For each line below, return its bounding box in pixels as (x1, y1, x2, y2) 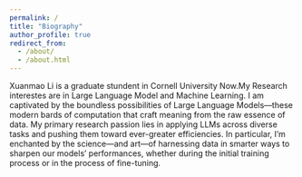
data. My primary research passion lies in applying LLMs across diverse (9, 119, 278, 130)
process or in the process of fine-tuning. (9, 158, 161, 168)
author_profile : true (9, 30, 92, 39)
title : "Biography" (9, 22, 83, 31)
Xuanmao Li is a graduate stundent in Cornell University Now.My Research (9, 81, 288, 91)
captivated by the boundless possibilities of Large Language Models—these (9, 100, 293, 110)
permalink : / (9, 13, 59, 23)
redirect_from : (9, 38, 67, 48)
